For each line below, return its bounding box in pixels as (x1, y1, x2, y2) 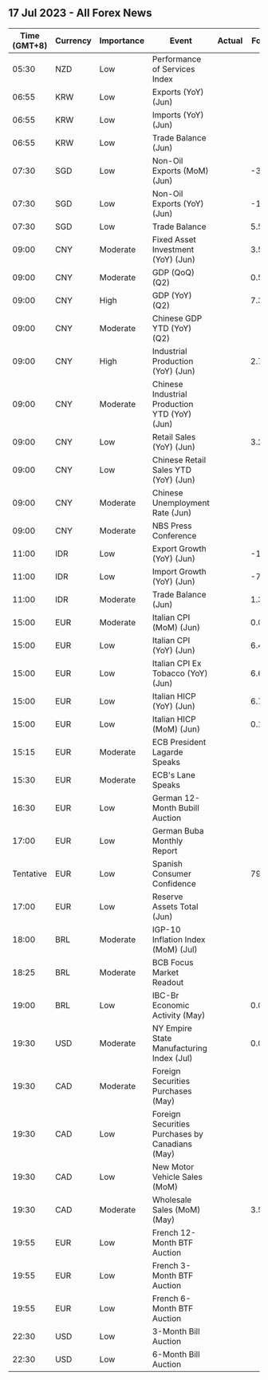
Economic (152, 1000, 190, 1011)
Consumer (152, 868, 191, 879)
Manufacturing (152, 1043, 207, 1054)
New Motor (152, 1161, 194, 1172)
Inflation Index (152, 933, 206, 944)
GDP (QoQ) (152, 266, 195, 278)
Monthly (152, 835, 183, 846)
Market (152, 967, 179, 978)
